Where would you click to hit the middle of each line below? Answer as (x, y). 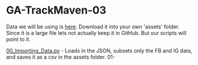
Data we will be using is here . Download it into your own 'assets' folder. (93, 27)
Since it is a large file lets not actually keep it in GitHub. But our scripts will (96, 32)
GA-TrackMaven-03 (56, 10)
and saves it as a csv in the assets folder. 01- (61, 57)
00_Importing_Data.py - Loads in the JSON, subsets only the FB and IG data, (99, 50)
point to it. (18, 39)
